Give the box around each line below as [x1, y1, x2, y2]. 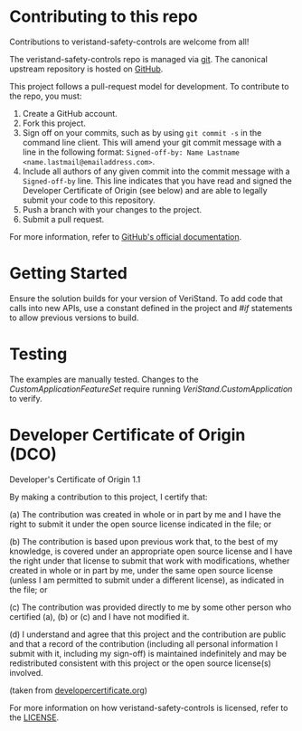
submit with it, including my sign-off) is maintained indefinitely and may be [9, 648, 288, 659]
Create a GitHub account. [22, 108, 118, 119]
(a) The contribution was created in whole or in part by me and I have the [9, 508, 282, 519]
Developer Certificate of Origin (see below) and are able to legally [22, 185, 269, 195]
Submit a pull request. [22, 214, 105, 224]
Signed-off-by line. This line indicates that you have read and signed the [22, 175, 292, 186]
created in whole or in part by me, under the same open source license [9, 565, 274, 575]
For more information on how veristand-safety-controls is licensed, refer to [9, 702, 288, 713]
